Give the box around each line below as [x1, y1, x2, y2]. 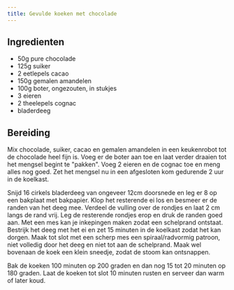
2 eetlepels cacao [17, 69, 69, 78]
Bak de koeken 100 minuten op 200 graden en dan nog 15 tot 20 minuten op [7, 261, 226, 270]
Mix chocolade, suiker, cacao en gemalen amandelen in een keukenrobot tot [7, 145, 227, 154]
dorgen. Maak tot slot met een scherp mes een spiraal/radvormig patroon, [7, 233, 221, 242]
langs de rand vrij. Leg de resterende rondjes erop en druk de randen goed [7, 211, 223, 219]
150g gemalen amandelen [17, 77, 92, 85]
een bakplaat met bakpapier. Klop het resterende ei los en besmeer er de [7, 196, 218, 205]
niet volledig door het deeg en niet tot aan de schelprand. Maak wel [7, 240, 201, 249]
